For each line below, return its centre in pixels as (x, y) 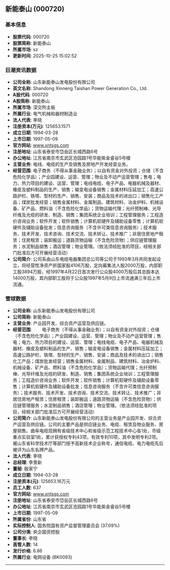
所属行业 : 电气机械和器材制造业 (45, 113)
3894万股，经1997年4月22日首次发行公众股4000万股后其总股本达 (91, 272)
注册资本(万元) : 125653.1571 (41, 126)
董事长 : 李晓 (25, 538)
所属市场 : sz (25, 49)
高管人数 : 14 (25, 545)
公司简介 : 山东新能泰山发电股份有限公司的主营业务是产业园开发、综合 (85, 418)
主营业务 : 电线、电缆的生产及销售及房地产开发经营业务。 (71, 164)
